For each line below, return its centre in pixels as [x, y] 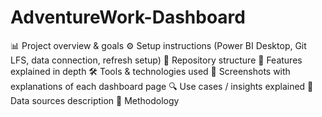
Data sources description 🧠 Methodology [95, 100]
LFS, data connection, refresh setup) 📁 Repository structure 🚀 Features [156, 60]
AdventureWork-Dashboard [128, 17]
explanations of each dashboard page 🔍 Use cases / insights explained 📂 [162, 86]
